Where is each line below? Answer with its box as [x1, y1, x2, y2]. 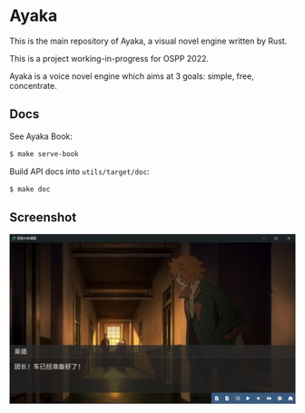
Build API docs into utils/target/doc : [9, 165, 150, 177]
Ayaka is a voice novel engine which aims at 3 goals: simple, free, [9, 70, 254, 82]
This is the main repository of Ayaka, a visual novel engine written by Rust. [9, 35, 288, 46]
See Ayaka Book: [9, 131, 73, 142]
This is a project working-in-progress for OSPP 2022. [9, 53, 210, 64]
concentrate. [9, 80, 57, 91]
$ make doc [9, 184, 51, 193]
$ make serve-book [9, 149, 79, 159]
